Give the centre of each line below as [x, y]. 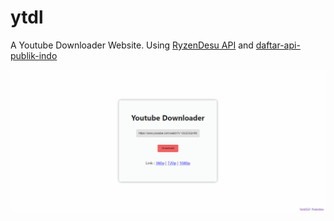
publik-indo [34, 55]
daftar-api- [278, 45]
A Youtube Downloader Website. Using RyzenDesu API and [132, 45]
